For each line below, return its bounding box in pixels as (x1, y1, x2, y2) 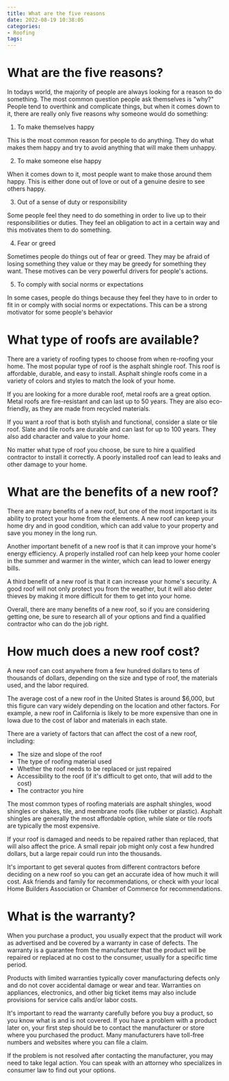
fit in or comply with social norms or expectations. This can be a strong (7, 301, 207, 309)
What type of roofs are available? (7, 332, 200, 348)
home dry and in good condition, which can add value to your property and (7, 521, 219, 530)
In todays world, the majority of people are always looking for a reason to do (7, 88, 222, 96)
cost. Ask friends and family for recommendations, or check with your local (7, 877, 219, 886)
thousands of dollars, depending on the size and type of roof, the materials (7, 674, 218, 682)
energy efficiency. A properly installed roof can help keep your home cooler (7, 549, 221, 558)
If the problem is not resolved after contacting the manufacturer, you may (7, 1051, 213, 1060)
